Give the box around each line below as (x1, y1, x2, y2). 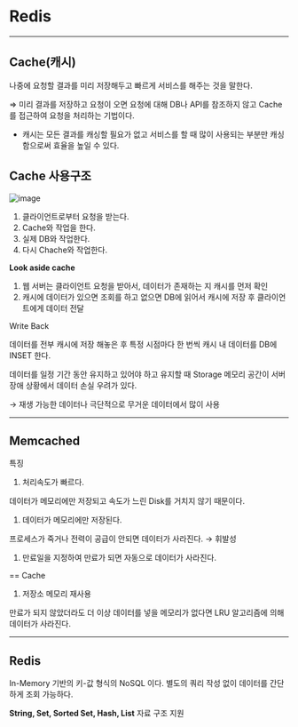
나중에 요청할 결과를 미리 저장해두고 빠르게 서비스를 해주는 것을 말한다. (9, 80, 253, 91)
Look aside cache (9, 262, 75, 273)
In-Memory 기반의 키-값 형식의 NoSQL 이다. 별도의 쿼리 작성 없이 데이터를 (9, 678, 268, 689)
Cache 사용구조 (9, 169, 91, 184)
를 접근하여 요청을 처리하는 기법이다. (9, 109, 135, 121)
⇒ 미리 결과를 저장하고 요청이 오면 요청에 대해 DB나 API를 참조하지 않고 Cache (9, 99, 283, 109)
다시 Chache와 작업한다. (21, 244, 108, 255)
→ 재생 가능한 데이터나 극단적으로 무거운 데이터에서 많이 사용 (9, 398, 220, 410)
